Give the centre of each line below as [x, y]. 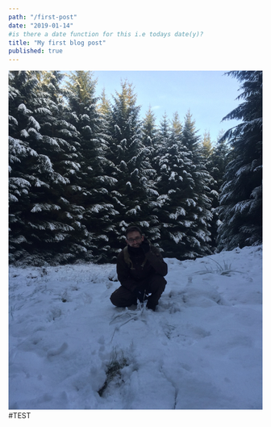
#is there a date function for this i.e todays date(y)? [106, 34]
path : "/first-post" [43, 17]
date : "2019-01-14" [41, 25]
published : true [35, 51]
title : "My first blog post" [57, 43]
